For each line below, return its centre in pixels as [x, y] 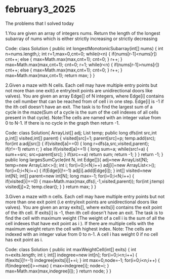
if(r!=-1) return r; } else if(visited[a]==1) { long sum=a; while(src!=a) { [77, 149]
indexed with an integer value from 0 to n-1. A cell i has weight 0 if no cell [82, 234]
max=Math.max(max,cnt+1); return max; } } [50, 75]
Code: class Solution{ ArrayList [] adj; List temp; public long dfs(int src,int [81, 132]
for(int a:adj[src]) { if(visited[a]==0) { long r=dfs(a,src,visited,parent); [77, 144]
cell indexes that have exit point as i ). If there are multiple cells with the [80, 223]
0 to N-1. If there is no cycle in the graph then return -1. [62, 123]
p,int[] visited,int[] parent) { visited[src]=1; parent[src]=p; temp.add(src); [80, 138]
